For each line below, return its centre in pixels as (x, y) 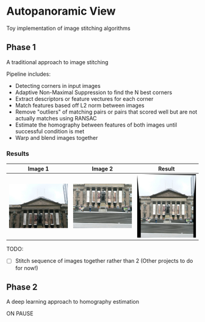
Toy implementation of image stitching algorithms (68, 28)
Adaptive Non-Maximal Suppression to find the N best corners (94, 92)
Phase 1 (21, 47)
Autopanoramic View (61, 11)
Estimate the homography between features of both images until (96, 125)
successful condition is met (50, 131)
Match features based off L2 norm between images (80, 105)
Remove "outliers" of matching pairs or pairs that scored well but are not (106, 112)
